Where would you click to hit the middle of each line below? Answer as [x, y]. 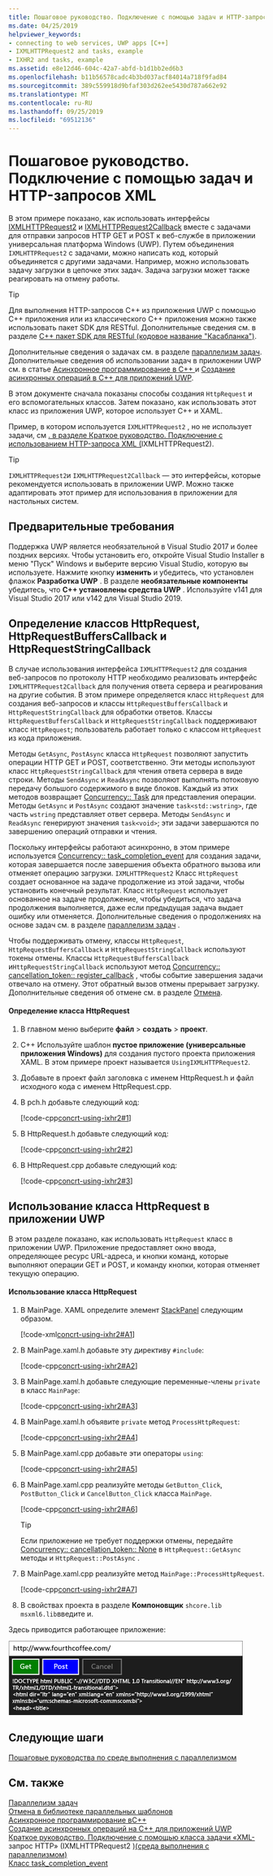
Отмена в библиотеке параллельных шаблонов [91, 1811]
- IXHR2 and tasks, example [56, 60]
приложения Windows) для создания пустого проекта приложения [138, 1053]
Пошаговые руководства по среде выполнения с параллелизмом [123, 1757]
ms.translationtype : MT [49, 94]
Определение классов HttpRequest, [104, 624]
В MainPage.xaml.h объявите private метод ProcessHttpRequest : [130, 1422]
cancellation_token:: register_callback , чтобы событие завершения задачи [136, 975]
